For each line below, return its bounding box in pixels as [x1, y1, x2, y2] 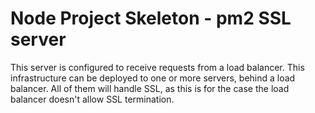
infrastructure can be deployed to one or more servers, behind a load [10, 72, 296, 84]
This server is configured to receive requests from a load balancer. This [10, 61, 305, 73]
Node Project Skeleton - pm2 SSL [10, 7, 292, 30]
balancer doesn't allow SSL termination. [10, 93, 175, 105]
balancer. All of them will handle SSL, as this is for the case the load [10, 82, 290, 94]
